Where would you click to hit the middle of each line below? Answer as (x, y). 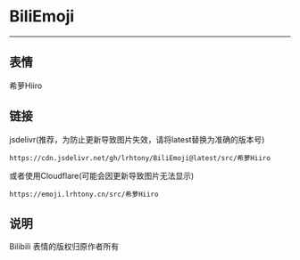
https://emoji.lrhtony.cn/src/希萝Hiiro (84, 194)
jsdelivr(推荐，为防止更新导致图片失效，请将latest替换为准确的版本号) (137, 139)
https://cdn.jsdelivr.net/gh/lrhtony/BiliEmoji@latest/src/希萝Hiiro (140, 158)
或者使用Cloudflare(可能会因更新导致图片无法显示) (102, 175)
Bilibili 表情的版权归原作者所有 (64, 247)
